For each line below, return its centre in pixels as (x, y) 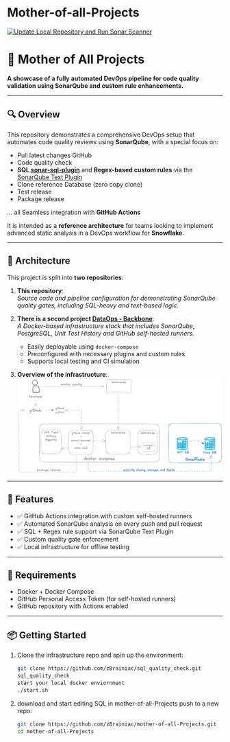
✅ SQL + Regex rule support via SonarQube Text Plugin (95, 531)
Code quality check (44, 162)
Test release (35, 192)
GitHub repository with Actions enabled (73, 606)
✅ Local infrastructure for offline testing (73, 546)
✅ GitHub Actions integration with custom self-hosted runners (104, 515)
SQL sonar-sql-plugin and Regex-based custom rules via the (105, 170)
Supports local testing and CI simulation (84, 361)
